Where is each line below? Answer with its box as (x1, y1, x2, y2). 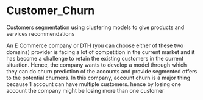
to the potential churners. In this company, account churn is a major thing (6, 74, 191, 81)
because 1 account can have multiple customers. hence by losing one (6, 80, 182, 88)
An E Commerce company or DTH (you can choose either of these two (6, 42, 184, 49)
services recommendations (6, 30, 75, 37)
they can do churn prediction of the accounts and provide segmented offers (6, 67, 198, 75)
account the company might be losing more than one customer (6, 87, 165, 94)
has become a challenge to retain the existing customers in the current (6, 55, 184, 62)
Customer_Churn (6, 4, 95, 18)
